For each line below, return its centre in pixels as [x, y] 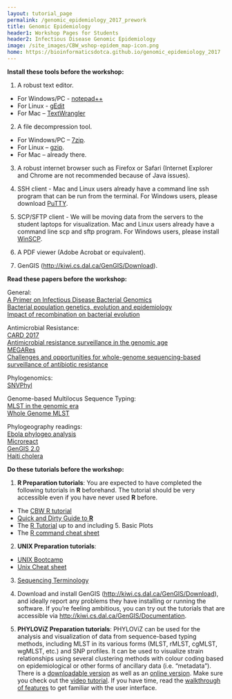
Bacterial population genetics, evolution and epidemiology [90, 307]
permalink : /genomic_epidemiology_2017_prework [77, 20]
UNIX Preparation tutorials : [57, 546]
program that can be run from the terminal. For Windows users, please [117, 196]
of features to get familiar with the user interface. [87, 687]
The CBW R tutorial [45, 510]
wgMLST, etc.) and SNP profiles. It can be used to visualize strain [110, 651]
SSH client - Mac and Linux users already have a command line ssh [113, 189]
